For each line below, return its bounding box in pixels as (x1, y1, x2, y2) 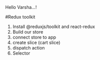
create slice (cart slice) (12, 39, 61, 45)
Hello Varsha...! (5, 4, 37, 10)
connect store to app (12, 34, 57, 40)
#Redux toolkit (5, 14, 35, 19)
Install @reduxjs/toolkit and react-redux (12, 23, 95, 29)
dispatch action (12, 45, 45, 50)
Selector (12, 50, 30, 56)
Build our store (12, 29, 43, 34)
